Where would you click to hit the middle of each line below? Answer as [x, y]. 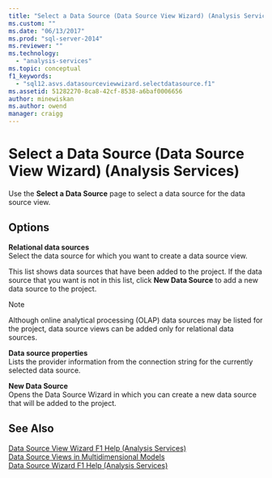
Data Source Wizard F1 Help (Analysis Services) [88, 465]
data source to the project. [53, 288]
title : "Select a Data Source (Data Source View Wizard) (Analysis [125, 16]
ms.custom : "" [32, 23]
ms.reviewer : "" [36, 46]
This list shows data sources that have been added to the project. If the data [136, 271]
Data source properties [48, 352]
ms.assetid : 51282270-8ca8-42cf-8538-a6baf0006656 [96, 91]
